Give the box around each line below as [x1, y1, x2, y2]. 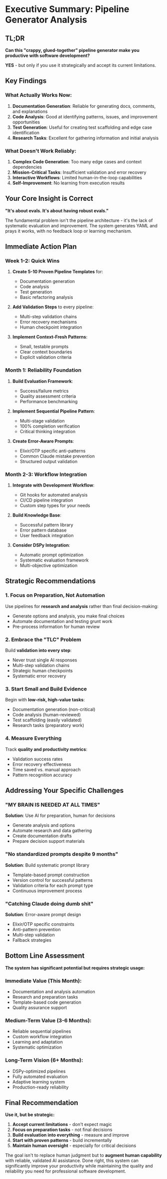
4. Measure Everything [5, 735, 62, 742]
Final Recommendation [5, 1099, 78, 1107]
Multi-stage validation [19, 418, 65, 424]
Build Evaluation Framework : [12, 378, 73, 384]
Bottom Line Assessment [5, 952, 85, 960]
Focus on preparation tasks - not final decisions [12, 1127, 113, 1133]
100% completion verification [19, 423, 80, 429]
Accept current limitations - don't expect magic [12, 1122, 112, 1128]
